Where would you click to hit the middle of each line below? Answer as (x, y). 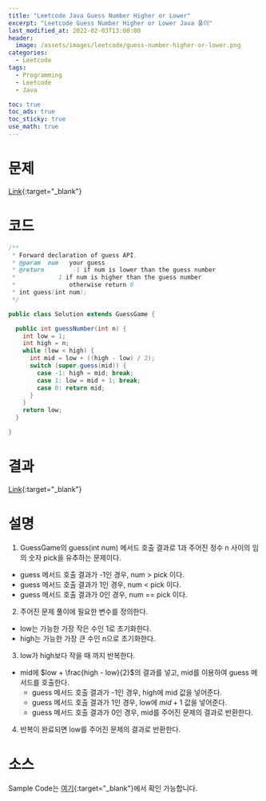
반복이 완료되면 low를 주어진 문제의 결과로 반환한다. (100, 729)
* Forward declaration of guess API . (74, 255)
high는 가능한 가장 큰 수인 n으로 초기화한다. (87, 638)
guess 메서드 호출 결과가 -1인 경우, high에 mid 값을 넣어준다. (127, 692)
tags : (17, 68)
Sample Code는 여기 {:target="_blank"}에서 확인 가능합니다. (103, 788)
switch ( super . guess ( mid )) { (78, 366)
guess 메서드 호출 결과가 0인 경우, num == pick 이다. (103, 594)
